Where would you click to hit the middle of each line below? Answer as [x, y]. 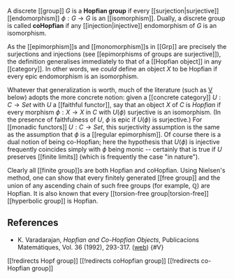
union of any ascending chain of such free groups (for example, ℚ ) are [109, 186]
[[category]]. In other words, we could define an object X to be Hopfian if [112, 69]
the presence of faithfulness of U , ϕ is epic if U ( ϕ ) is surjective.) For [105, 120]
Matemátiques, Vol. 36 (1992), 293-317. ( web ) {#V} [90, 247]
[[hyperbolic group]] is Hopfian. [53, 201]
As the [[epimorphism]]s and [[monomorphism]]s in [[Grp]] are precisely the [117, 46]
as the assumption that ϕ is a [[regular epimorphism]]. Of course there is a [114, 134]
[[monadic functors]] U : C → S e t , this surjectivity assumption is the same [114, 127]
